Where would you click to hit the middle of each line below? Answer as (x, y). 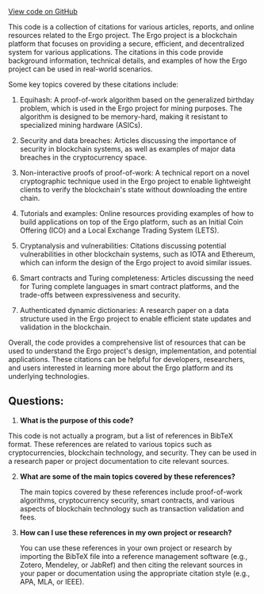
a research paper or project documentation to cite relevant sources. (119, 461)
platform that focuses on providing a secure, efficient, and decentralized (126, 44)
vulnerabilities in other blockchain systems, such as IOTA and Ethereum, (138, 254)
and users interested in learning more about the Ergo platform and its (121, 368)
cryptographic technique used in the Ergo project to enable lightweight (135, 181)
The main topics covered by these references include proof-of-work (131, 492)
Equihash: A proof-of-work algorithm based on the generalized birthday (137, 100)
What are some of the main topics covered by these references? (127, 476)
